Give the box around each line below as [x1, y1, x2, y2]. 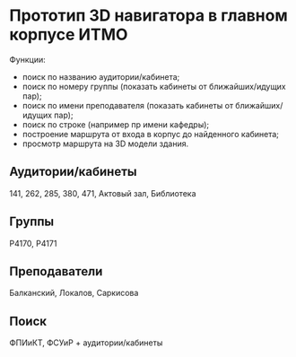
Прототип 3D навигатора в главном [9, 5, 289, 26]
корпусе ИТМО [9, 24, 128, 45]
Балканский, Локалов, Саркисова [9, 288, 139, 299]
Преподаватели [9, 264, 103, 279]
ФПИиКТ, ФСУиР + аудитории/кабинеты [9, 337, 163, 348]
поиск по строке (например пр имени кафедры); [22, 118, 210, 130]
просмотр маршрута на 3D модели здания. [22, 138, 189, 149]
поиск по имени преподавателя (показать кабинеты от [22, 100, 234, 110]
